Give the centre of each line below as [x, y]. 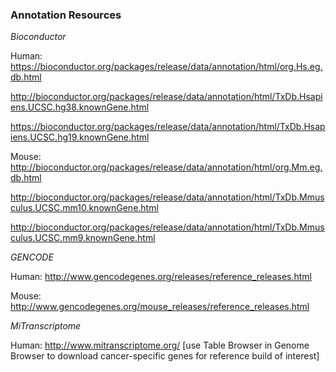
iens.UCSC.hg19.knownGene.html [80, 137]
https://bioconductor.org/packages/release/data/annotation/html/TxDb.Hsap [168, 127]
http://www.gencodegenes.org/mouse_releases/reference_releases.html [160, 307]
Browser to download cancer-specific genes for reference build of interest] [165, 356]
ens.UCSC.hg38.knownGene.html [80, 107]
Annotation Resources [66, 15]
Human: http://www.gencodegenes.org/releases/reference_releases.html [161, 277]
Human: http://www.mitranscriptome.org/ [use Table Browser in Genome [160, 345]
